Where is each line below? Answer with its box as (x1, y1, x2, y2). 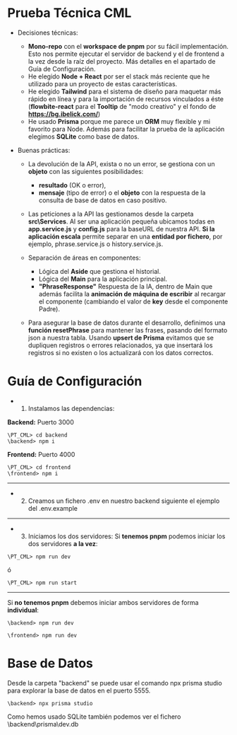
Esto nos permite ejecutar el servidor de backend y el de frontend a (28, 50, 224, 58)
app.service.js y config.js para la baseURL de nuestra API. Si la (28, 224, 215, 233)
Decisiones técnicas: (17, 28, 79, 37)
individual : (7, 606, 39, 614)
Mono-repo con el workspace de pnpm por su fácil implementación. (28, 42, 229, 50)
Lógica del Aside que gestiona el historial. (38, 267, 161, 275)
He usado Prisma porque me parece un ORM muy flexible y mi (28, 117, 210, 125)
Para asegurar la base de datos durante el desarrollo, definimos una (28, 318, 226, 327)
